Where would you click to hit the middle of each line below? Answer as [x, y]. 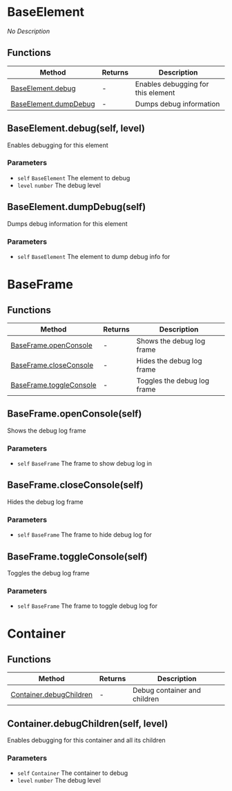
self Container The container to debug [72, 773]
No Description [29, 31]
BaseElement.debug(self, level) [76, 128]
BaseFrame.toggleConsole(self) [77, 556]
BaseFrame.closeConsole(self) [75, 485]
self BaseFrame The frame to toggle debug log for [87, 606]
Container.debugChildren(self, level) [88, 724]
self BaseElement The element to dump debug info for [94, 256]
